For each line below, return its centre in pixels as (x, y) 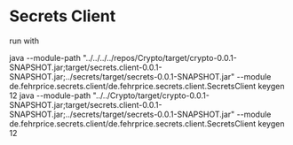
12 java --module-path (50, 95)
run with (24, 41)
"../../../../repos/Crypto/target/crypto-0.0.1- (160, 57)
